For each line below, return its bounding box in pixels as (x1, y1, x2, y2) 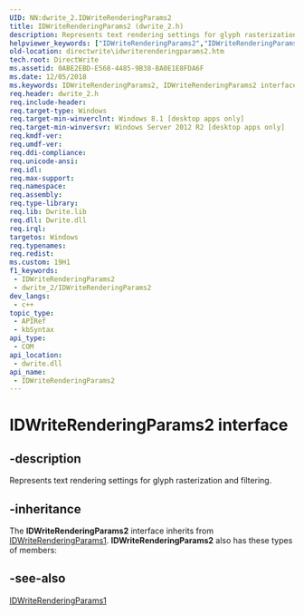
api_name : (9, 367, 47, 376)
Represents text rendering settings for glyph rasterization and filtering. (9, 475, 272, 486)
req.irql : (9, 224, 47, 233)
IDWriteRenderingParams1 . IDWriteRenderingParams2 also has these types (9, 535, 293, 546)
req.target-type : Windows (9, 106, 107, 115)
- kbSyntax (13, 326, 54, 335)
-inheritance (9, 501, 81, 517)
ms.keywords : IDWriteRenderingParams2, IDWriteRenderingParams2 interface (9, 81, 298, 90)
